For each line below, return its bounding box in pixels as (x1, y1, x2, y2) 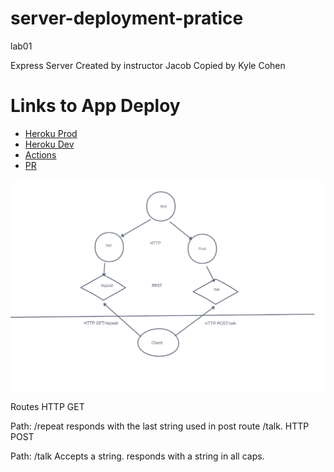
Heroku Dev (24, 138, 75, 150)
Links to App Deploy (10, 95, 181, 117)
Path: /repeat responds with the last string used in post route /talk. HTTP (10, 420, 310, 432)
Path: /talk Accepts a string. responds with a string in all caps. (10, 450, 265, 462)
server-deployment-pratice (10, 7, 244, 30)
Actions (24, 148, 57, 161)
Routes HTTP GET (10, 401, 85, 412)
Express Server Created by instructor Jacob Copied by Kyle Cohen (10, 59, 286, 71)
